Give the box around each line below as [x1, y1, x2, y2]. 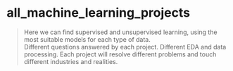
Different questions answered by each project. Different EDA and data [23, 42, 227, 51]
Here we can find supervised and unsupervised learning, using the [23, 28, 218, 36]
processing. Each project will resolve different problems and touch [23, 50, 217, 58]
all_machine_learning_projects [6, 5, 191, 21]
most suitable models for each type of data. [23, 35, 151, 43]
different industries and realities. [23, 57, 118, 65]
